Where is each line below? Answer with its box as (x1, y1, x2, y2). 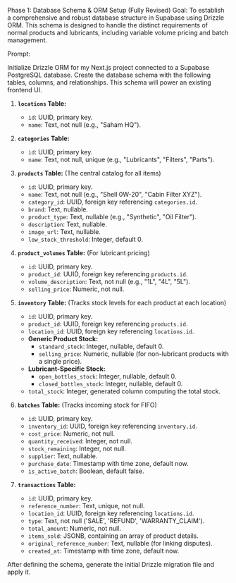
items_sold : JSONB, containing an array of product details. (27, 532, 199, 540)
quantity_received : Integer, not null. (27, 437, 132, 445)
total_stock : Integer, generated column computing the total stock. (27, 387, 221, 395)
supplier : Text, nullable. (27, 452, 98, 460)
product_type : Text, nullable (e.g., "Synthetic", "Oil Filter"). (27, 213, 197, 221)
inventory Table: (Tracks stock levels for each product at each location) (17, 299, 227, 307)
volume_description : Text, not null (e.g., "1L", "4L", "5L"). (27, 278, 190, 286)
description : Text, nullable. (27, 220, 107, 228)
